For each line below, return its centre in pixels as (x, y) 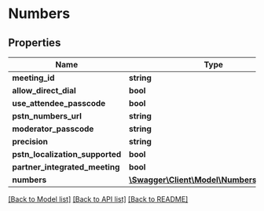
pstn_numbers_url (47, 116)
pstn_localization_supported (67, 154)
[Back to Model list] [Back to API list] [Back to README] (98, 199)
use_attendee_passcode (59, 103)
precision (30, 142)
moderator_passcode (53, 129)
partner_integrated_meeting (66, 167)
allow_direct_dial (44, 91)
